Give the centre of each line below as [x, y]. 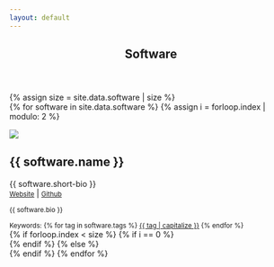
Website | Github [36, 193]
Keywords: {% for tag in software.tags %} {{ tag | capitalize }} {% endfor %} [127, 226]
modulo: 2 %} [35, 117]
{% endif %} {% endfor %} [59, 254]
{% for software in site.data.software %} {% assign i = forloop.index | [137, 107]
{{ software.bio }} [36, 209]
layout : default [40, 18]
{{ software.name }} [67, 162]
